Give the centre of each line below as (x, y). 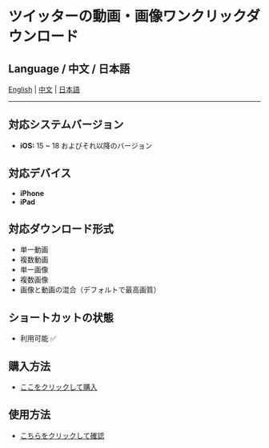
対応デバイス (40, 173)
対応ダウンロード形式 (61, 229)
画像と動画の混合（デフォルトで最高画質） (90, 290)
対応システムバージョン (66, 125)
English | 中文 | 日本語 (44, 90)
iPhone (32, 193)
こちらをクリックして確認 (62, 435)
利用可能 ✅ (38, 339)
